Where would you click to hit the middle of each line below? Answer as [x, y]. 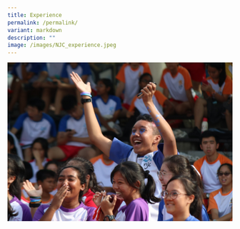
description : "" [31, 38]
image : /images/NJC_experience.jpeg [62, 45]
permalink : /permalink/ [43, 22]
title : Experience [35, 15]
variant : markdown [35, 30]
